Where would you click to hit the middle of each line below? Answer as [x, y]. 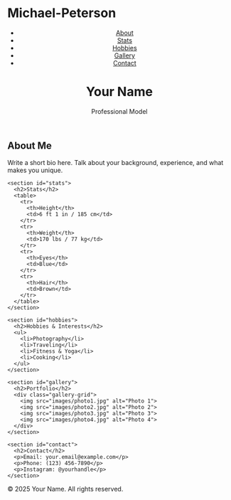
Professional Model [119, 111]
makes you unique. [35, 170]
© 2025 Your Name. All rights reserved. [65, 489]
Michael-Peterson [62, 13]
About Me [29, 145]
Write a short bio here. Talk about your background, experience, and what [116, 163]
